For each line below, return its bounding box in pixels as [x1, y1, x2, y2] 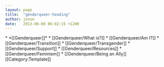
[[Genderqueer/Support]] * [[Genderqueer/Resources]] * [5, 45, 122, 51]
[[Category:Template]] [5, 56, 51, 62]
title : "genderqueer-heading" [5, 12, 70, 17]
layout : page [5, 7, 32, 12]
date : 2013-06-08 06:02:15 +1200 [5, 21, 79, 26]
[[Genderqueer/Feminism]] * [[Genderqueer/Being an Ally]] [5, 51, 126, 57]
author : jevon [5, 16, 35, 21]
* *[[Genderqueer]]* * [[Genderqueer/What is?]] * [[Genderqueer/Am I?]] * [5, 35, 159, 41]
